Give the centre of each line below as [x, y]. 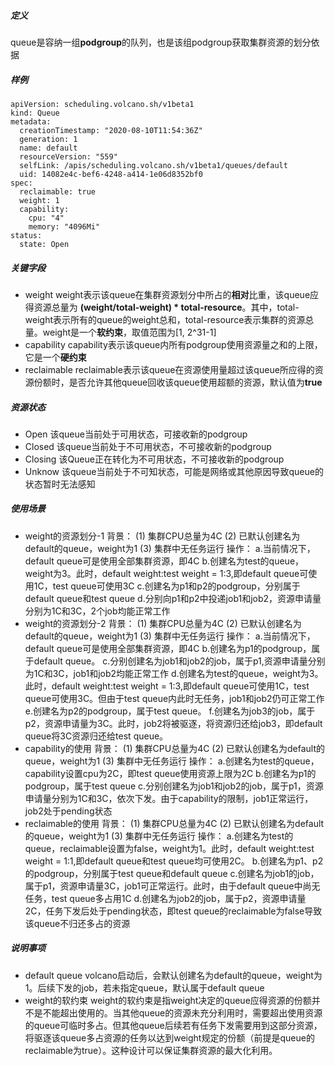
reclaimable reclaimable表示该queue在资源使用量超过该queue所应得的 [169, 369]
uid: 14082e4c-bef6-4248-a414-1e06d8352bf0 [111, 174]
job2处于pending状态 [68, 811]
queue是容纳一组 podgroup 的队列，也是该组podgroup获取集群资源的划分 [161, 42]
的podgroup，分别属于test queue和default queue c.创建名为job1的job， [172, 873]
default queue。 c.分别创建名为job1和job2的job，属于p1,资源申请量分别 [179, 661]
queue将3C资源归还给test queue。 [96, 736]
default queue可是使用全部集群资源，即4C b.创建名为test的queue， [164, 561]
